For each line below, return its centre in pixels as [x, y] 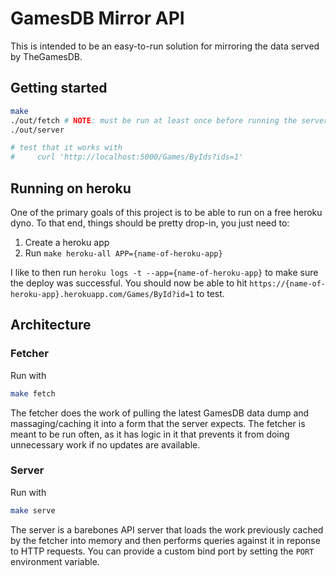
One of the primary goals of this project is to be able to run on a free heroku [166, 212]
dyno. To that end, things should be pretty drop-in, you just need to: [150, 223]
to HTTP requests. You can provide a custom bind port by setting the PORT [162, 551]
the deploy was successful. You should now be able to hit [129, 283]
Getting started [59, 88]
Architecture [51, 325]
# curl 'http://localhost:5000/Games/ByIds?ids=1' [127, 157]
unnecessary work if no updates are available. [105, 444]
